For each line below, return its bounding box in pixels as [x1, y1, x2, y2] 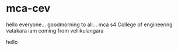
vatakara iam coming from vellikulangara [6, 27, 104, 34]
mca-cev [6, 2, 51, 15]
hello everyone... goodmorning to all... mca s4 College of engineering [6, 21, 173, 28]
